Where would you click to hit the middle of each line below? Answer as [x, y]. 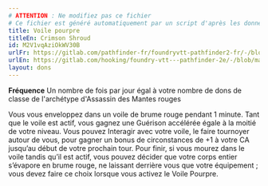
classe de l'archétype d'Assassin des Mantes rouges [95, 99]
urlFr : [19, 53]
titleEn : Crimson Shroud [49, 38]
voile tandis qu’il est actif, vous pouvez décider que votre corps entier [123, 156]
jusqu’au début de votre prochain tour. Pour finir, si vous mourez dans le [126, 148]
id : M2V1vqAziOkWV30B [44, 46]
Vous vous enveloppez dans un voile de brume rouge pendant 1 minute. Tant [134, 114]
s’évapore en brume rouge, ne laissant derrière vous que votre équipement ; [133, 165]
